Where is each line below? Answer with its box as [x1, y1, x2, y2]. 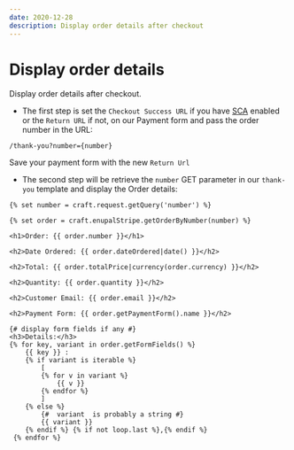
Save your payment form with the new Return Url [9, 157, 190, 168]
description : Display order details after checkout [9, 21, 204, 30]
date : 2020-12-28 [9, 12, 73, 22]
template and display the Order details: [36, 183, 178, 195]
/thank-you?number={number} [9, 142, 113, 151]
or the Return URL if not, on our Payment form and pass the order [21, 115, 259, 126]
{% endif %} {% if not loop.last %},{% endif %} [25, 426, 208, 435]
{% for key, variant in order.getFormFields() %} [9, 340, 197, 350]
